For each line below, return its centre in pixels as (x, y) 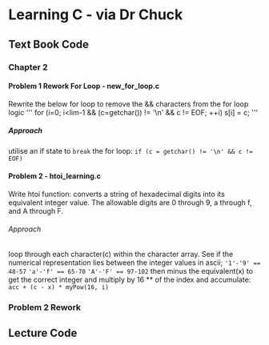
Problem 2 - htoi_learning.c (55, 176)
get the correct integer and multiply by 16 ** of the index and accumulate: (130, 280)
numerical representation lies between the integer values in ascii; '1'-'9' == (134, 263)
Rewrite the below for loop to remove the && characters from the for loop (128, 104)
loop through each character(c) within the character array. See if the (121, 255)
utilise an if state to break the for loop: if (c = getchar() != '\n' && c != (131, 150)
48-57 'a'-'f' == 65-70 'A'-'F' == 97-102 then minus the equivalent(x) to (131, 271)
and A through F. (36, 211)
